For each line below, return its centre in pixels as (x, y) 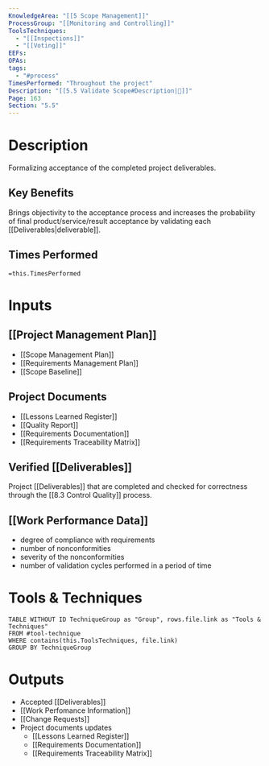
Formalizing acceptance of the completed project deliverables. (112, 168)
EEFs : (17, 53)
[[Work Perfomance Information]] (75, 710)
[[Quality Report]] (49, 424)
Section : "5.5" (34, 106)
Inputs (30, 305)
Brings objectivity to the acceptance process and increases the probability (132, 212)
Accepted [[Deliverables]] (63, 702)
